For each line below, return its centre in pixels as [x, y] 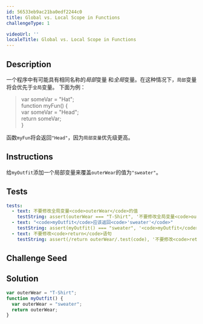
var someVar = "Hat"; [47, 99]
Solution [22, 279]
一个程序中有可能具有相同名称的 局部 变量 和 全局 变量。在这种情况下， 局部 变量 [101, 79]
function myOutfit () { [35, 298]
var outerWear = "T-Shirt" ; [42, 293]
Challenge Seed [37, 258]
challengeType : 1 [28, 23]
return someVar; [41, 118]
